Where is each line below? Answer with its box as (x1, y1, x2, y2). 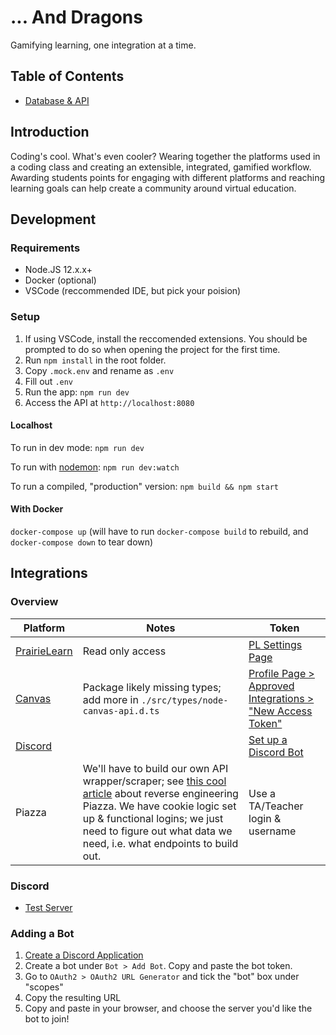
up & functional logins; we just (82, 811, 224, 825)
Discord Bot (248, 745, 304, 759)
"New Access (248, 704, 313, 718)
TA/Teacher (248, 799, 304, 813)
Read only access (82, 644, 167, 658)
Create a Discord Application (24, 949, 144, 961)
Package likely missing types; (82, 680, 222, 694)
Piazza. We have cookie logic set (82, 799, 237, 813)
